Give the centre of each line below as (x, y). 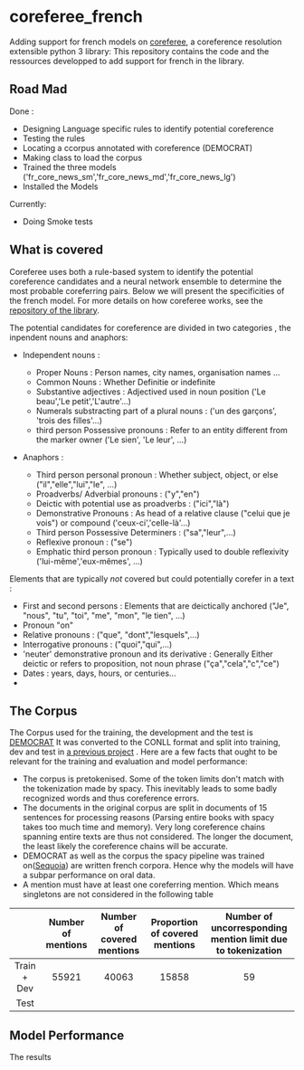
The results (30, 1057)
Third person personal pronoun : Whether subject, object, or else (157, 474)
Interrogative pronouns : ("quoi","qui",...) (97, 644)
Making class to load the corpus (82, 157)
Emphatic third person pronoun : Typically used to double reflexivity (162, 551)
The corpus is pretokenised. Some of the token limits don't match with (153, 779)
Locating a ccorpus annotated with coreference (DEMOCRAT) (138, 147)
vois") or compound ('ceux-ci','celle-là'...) (113, 523)
